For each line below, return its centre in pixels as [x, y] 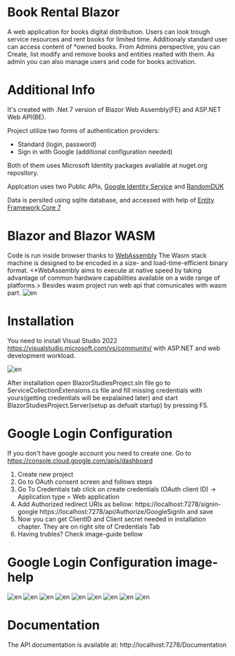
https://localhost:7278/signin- [178, 504]
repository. [23, 172]
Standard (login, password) [57, 144]
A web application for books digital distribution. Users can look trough [109, 32]
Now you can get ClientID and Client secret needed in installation [112, 519]
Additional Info [51, 90]
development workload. [42, 355]
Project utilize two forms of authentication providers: [83, 130]
